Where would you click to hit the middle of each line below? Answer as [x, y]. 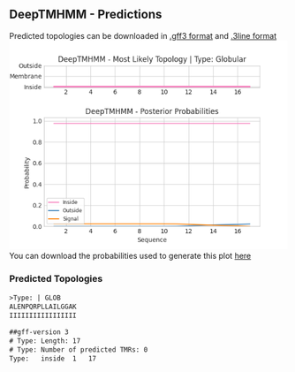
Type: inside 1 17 [53, 359]
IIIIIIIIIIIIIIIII [43, 316]
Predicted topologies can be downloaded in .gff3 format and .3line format [143, 35]
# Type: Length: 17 [45, 341]
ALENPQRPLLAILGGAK [43, 307]
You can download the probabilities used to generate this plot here [130, 255]
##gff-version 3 [39, 332]
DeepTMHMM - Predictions [86, 15]
